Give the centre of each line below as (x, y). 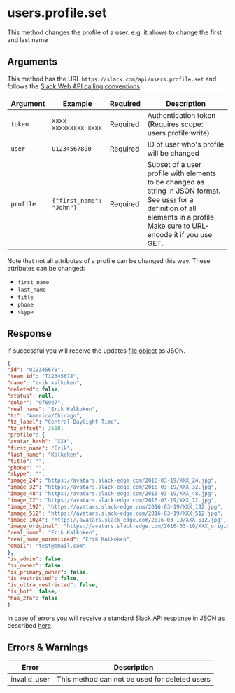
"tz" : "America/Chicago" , (45, 415)
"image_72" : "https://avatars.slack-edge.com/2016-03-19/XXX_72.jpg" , (112, 500)
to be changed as (176, 182)
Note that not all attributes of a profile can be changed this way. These (109, 260)
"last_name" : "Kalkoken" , (45, 455)
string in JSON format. (184, 191)
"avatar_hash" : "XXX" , (40, 442)
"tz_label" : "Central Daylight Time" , (64, 422)
